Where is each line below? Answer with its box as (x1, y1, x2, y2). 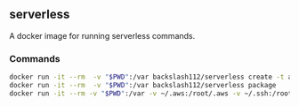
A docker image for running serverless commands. (9, 30, 196, 41)
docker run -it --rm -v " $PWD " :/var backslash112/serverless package (9, 80, 277, 89)
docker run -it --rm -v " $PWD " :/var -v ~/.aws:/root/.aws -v (9, 88, 241, 98)
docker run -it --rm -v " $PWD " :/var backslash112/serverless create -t (9, 72, 285, 82)
